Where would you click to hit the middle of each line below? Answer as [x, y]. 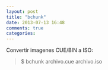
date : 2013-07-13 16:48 [36, 22]
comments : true [25, 28]
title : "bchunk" [26, 17]
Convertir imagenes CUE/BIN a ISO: [50, 50]
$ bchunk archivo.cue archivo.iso [61, 62]
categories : [21, 34]
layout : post [22, 11]
